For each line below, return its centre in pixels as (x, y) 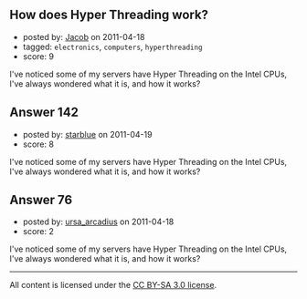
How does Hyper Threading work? (109, 15)
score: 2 (38, 232)
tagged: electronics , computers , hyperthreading (112, 46)
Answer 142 (44, 113)
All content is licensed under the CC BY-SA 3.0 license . (113, 285)
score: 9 (38, 56)
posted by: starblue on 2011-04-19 (87, 134)
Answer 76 (41, 200)
